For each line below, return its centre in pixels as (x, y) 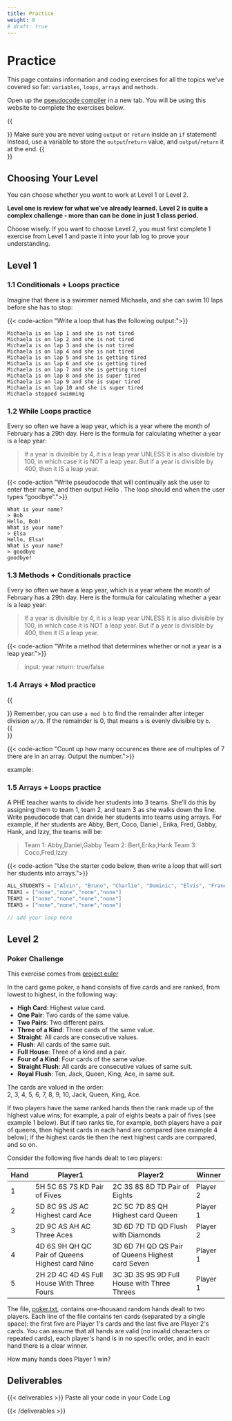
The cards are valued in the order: (56, 1087)
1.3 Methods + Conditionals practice (69, 575)
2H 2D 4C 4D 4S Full (69, 1275)
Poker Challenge (36, 958)
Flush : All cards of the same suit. (64, 1045)
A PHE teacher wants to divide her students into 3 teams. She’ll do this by (112, 802)
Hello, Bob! (24, 522)
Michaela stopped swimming (46, 394)
